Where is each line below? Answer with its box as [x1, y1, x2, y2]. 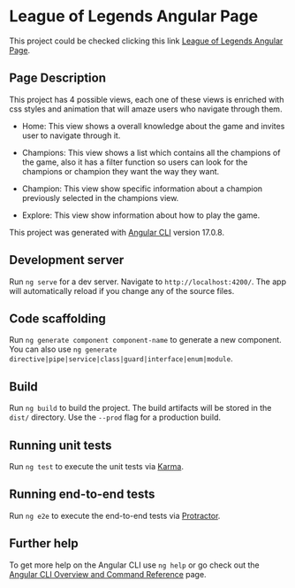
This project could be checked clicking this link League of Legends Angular [9, 35, 284, 46]
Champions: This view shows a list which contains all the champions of [21, 147, 281, 158]
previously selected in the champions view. [21, 192, 179, 203]
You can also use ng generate [9, 344, 117, 355]
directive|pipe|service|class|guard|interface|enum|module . [9, 353, 233, 364]
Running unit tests [9, 437, 112, 453]
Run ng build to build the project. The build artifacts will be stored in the [9, 403, 272, 414]
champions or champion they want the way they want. [21, 166, 220, 176]
